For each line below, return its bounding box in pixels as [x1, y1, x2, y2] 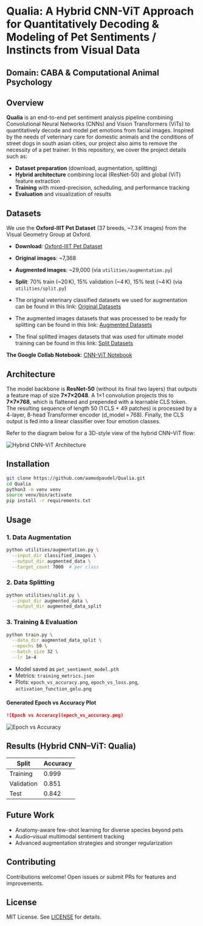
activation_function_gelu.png [15, 686, 92, 692]
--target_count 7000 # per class [12, 564, 99, 570]
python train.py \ [6, 631, 53, 638]
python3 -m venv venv [6, 486, 61, 492]
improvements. [6, 880, 44, 887]
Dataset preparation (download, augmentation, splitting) [15, 165, 157, 172]
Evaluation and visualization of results [15, 190, 111, 198]
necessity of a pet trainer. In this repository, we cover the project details [6, 146, 187, 154]
